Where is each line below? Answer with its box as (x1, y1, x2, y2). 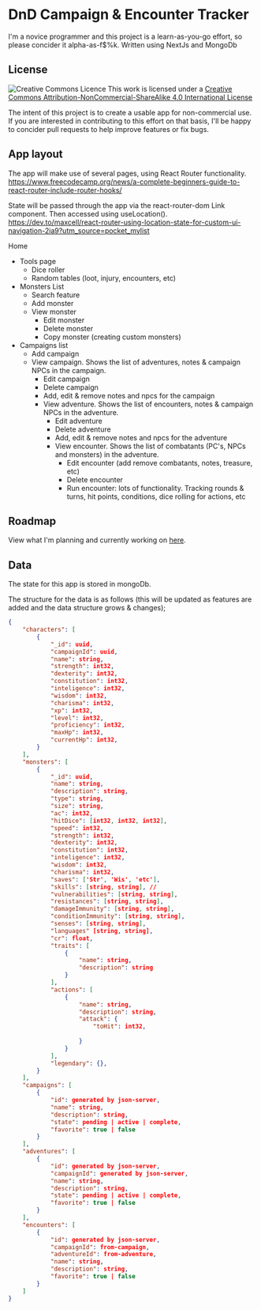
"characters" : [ (22, 626, 76, 634)
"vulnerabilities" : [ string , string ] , (50, 890, 178, 898)
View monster (31, 307, 77, 316)
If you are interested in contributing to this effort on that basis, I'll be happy (8, 116, 252, 126)
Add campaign (31, 349, 80, 358)
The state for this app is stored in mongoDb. (8, 579, 151, 589)
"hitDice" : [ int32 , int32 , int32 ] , (50, 817, 168, 825)
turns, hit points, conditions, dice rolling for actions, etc (66, 492, 246, 501)
